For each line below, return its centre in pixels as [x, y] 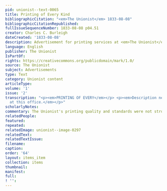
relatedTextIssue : [24, 139]
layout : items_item [25, 158]
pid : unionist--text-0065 [32, 10]
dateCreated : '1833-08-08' [33, 38]
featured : [15, 121]
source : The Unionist [28, 65]
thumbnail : [16, 167]
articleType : [19, 84]
